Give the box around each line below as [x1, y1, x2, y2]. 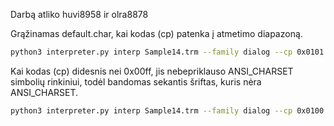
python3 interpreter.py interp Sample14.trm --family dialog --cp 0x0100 [10, 105, 325, 116]
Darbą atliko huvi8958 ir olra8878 [10, 9, 149, 20]
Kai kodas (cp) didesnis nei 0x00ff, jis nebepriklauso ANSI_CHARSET [10, 65, 294, 77]
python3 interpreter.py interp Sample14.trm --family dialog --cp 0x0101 [10, 47, 325, 57]
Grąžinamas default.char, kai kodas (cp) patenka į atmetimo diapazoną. [10, 28, 303, 39]
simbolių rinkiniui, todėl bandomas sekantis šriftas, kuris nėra [10, 75, 262, 88]
